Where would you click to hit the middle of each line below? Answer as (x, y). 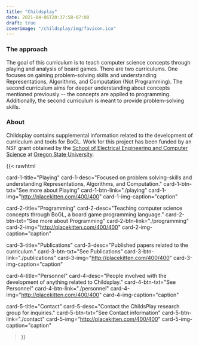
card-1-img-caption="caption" (140, 196)
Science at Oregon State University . (50, 154)
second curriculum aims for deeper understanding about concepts (88, 88)
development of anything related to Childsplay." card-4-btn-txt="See (91, 282)
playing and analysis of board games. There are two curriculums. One (92, 69)
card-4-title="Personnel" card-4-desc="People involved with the (86, 275)
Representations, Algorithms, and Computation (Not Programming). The (94, 81)
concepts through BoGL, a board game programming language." (85, 214)
